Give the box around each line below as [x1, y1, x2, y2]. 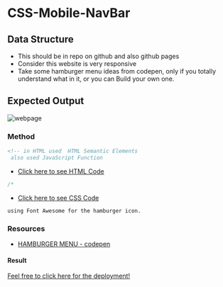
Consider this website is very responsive [17, 60, 137, 68]
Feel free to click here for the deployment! [7, 271, 130, 281]
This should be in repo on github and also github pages [17, 52, 180, 60]
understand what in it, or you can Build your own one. [17, 74, 175, 83]
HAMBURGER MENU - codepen [17, 240, 111, 249]
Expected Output [7, 95, 85, 107]
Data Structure [7, 33, 75, 45]
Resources [7, 223, 45, 233]
